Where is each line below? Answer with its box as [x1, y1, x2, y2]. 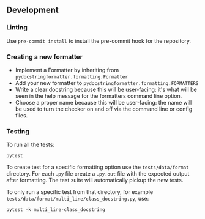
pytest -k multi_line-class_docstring [6, 207, 105, 213]
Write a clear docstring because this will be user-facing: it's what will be [15, 86, 197, 93]
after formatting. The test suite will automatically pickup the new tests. [6, 177, 184, 184]
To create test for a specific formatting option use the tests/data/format [6, 163, 189, 171]
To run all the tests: [6, 141, 55, 149]
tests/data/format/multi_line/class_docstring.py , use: [6, 195, 149, 202]
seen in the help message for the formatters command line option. [15, 92, 182, 100]
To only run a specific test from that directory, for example [6, 188, 154, 196]
